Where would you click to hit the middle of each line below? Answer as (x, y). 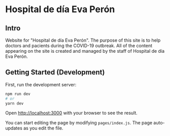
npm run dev (18, 94)
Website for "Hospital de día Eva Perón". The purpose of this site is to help (83, 40)
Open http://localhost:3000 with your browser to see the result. (72, 113)
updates (14, 128)
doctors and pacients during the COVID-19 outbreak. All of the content (79, 46)
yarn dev (14, 103)
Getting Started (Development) (55, 72)
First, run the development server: (41, 84)
